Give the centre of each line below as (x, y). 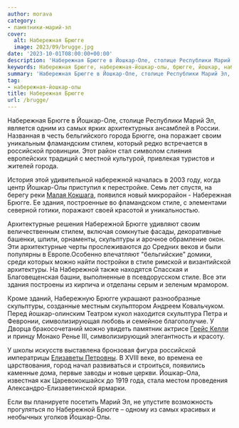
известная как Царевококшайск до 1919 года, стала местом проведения (117, 380)
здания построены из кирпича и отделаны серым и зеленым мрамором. (118, 285)
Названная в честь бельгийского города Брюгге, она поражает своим (115, 136)
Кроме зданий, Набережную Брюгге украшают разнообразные (104, 298)
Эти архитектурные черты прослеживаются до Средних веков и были (115, 246)
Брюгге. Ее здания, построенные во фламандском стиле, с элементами (117, 203)
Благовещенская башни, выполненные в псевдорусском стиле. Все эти (117, 277)
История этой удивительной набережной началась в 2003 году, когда (114, 180)
